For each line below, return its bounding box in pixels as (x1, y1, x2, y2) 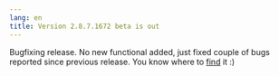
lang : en (9, 13, 43, 23)
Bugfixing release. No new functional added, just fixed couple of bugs (9, 46, 270, 57)
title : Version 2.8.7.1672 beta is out (9, 22, 160, 31)
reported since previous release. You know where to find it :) (9, 56, 236, 67)
